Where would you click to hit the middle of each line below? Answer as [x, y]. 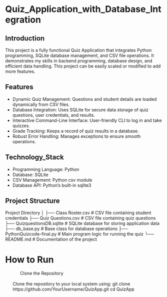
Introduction [25, 38]
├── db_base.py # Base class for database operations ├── [67, 229]
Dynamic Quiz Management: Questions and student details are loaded [84, 99]
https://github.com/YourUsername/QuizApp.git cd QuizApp [73, 289]
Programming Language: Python [46, 169]
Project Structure [32, 201]
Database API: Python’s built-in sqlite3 [52, 185]
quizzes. [21, 125]
